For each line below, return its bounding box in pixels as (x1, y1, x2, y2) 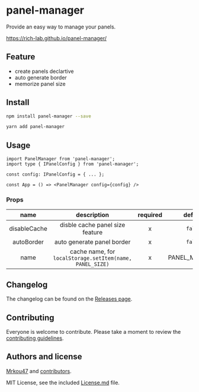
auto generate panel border (54, 238, 131, 246)
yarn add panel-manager (6, 124, 65, 130)
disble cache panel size (60, 221, 126, 229)
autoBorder (12, 238, 44, 246)
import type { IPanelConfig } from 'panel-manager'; (6, 161, 139, 167)
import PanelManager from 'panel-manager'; (6, 156, 115, 162)
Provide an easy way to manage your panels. (6, 23, 116, 30)
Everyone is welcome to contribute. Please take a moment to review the (6, 329, 181, 336)
